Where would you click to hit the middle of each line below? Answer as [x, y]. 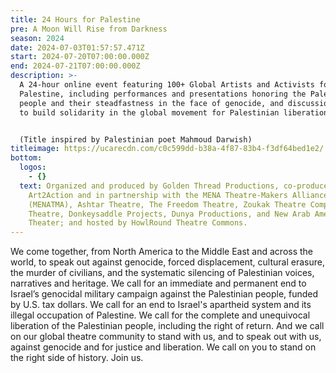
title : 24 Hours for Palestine [75, 19]
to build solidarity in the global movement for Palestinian [149, 112]
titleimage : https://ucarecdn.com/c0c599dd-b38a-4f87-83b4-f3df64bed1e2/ [167, 149]
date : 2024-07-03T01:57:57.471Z [77, 47]
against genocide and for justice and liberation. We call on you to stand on [163, 347]
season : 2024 [37, 38]
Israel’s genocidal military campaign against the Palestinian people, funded [164, 294]
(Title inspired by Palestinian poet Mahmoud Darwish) [136, 139]
